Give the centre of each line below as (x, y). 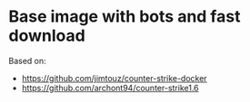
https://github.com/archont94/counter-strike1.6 (110, 88)
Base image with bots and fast (125, 17)
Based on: (27, 60)
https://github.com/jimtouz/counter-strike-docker (114, 78)
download (47, 36)
